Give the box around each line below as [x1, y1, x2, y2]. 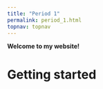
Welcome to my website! [7, 42, 79, 51]
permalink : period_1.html [7, 17, 82, 24]
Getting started [7, 67, 97, 82]
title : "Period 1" [7, 10, 60, 17]
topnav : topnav [7, 23, 51, 30]
